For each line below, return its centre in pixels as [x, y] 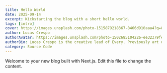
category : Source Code [29, 47]
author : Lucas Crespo [28, 33]
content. [14, 66]
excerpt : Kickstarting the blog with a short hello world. [68, 19]
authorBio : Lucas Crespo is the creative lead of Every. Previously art [82, 42]
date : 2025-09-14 [23, 14]
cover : [12, 28]
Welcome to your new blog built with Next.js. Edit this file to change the [78, 61]
